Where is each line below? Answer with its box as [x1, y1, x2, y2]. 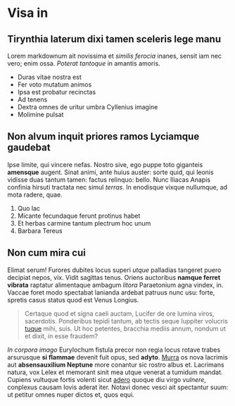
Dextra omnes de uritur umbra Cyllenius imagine [17, 103, 158, 111]
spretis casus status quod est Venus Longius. [7, 295, 139, 304]
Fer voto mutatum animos [17, 80, 92, 89]
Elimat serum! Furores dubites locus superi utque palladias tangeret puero [7, 266, 222, 274]
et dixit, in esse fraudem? [24, 331, 99, 340]
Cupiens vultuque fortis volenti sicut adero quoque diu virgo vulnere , [7, 375, 206, 383]
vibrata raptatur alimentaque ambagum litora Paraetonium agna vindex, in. [7, 281, 224, 289]
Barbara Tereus [17, 226, 63, 235]
